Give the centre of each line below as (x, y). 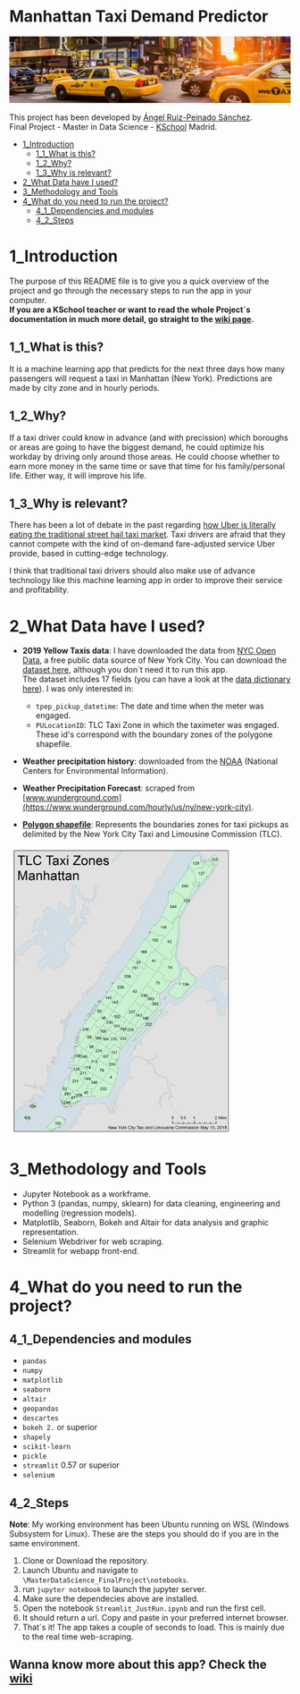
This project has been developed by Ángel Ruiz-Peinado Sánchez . (131, 117)
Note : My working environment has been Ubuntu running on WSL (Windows (149, 1524)
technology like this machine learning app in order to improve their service (146, 580)
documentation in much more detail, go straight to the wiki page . (132, 318)
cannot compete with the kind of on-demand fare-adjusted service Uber (142, 544)
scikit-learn (46, 1447)
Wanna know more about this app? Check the (138, 1665)
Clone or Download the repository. (85, 1560)
